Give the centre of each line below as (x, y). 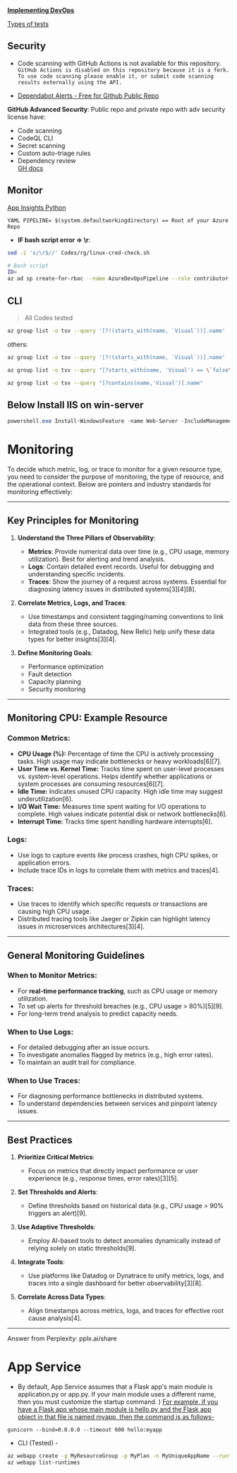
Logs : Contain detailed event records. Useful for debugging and (121, 567)
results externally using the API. (70, 82)
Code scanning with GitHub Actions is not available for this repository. (119, 63)
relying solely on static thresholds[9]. (82, 1249)
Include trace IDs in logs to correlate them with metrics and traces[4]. (119, 870)
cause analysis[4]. (55, 1318)
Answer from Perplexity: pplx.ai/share (62, 1338)
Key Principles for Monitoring (73, 521)
